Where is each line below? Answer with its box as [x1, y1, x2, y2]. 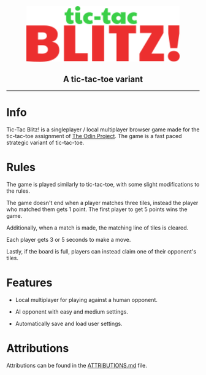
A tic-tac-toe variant [63, 74, 143, 84]
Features [6, 276, 53, 290]
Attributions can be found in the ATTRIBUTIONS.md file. [6, 362, 147, 369]
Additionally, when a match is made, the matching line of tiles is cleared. [6, 224, 189, 231]
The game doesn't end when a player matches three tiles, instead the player [6, 199, 199, 207]
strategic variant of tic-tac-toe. [6, 139, 85, 147]
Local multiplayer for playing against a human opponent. [15, 296, 158, 304]
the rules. [6, 187, 31, 195]
